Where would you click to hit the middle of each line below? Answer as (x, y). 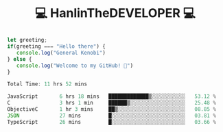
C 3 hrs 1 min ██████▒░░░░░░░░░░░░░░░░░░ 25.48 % (111, 103)
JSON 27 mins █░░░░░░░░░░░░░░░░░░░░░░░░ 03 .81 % (111, 116)
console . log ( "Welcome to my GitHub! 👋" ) (75, 66)
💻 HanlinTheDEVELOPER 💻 (115, 13)
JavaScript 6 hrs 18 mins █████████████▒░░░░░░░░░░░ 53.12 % (111, 96)
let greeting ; (27, 40)
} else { (20, 59)
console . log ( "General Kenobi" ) (61, 53)
